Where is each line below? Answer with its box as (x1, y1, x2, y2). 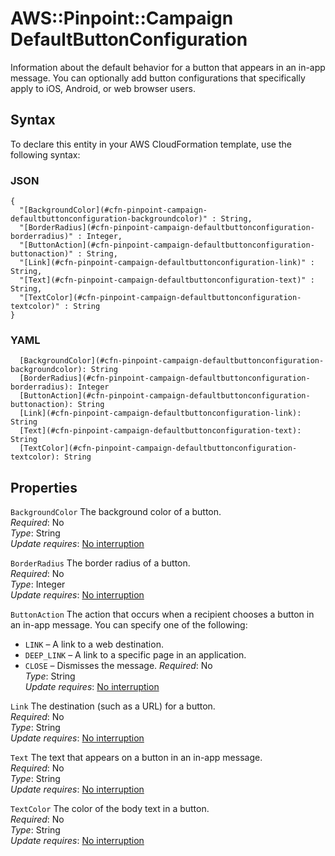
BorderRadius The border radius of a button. (10, 557, 191, 569)
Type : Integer (10, 578, 66, 591)
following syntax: (10, 148, 81, 161)
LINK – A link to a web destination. (24, 638, 164, 651)
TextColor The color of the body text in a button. (10, 803, 210, 815)
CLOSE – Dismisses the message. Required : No (24, 660, 213, 672)
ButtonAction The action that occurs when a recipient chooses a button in (10, 608, 315, 621)
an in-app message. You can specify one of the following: (10, 619, 248, 631)
